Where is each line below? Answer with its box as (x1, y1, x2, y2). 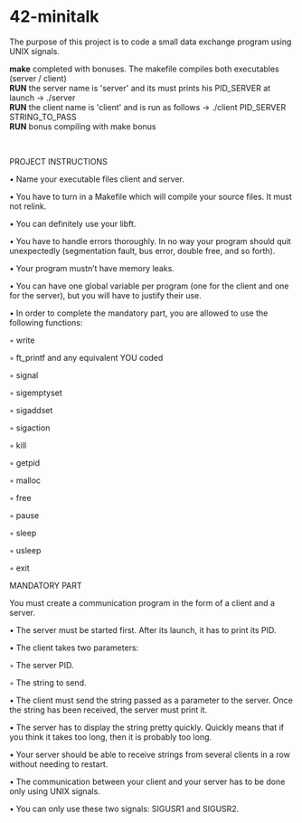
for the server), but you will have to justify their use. (9, 289, 202, 300)
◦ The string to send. (9, 676, 87, 688)
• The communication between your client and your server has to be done (9, 776, 286, 787)
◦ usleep (9, 544, 42, 555)
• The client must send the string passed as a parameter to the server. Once (9, 695, 294, 705)
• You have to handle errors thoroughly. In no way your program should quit (9, 235, 291, 246)
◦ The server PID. (9, 659, 74, 670)
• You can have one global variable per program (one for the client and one (9, 280, 289, 291)
